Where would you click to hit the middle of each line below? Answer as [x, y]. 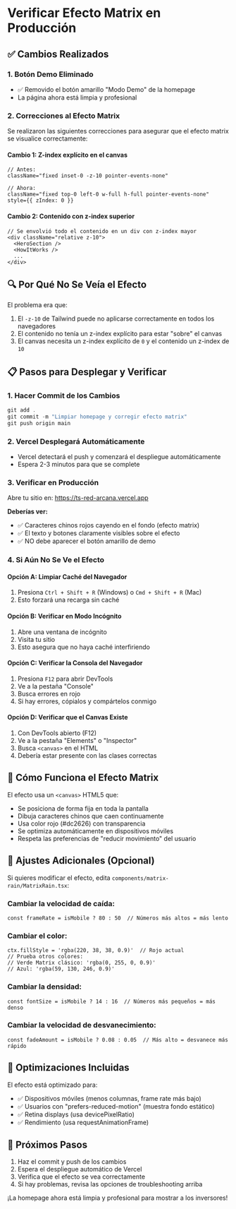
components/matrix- [140, 878]
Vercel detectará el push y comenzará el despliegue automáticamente [119, 457]
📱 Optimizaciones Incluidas [68, 1068]
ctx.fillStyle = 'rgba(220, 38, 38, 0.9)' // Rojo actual [96, 951]
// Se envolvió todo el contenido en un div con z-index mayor [102, 231]
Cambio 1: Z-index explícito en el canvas [68, 155]
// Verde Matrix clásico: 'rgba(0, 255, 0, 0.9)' [82, 963]
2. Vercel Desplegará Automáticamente [76, 441]
